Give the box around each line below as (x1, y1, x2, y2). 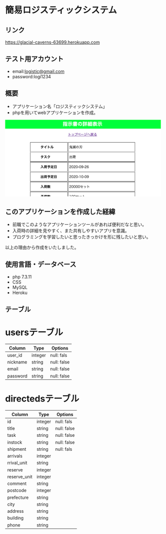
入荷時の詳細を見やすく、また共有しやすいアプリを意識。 (12, 228, 129, 234)
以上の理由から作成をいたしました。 (5, 244, 79, 250)
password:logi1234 (12, 73, 51, 79)
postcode (7, 487, 27, 493)
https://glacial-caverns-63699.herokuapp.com (5, 39, 100, 45)
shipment (7, 446, 26, 452)
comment (7, 480, 27, 486)
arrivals (7, 453, 23, 459)
